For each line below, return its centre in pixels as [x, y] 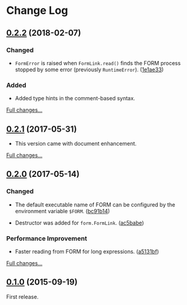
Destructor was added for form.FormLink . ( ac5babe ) [79, 223]
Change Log [37, 11]
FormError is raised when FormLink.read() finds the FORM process [98, 63]
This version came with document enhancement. [76, 143]
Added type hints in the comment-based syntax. [75, 98]
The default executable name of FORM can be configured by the [95, 204]
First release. [23, 297]
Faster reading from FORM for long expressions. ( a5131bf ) [87, 251]
